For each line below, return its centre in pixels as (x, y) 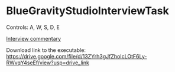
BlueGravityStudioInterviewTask (88, 11)
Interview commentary (33, 38)
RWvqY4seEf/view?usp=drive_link (48, 63)
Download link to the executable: (46, 50)
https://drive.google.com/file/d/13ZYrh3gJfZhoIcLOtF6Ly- (77, 56)
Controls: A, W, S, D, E (33, 27)
